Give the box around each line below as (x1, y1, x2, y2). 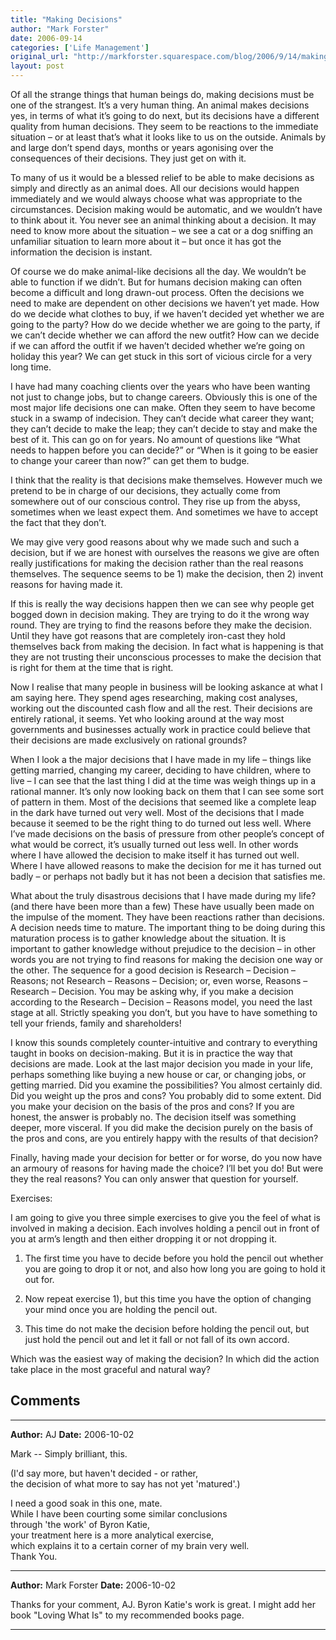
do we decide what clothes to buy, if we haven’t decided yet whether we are (10, 308, 325, 320)
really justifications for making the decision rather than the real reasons (10, 557, 304, 569)
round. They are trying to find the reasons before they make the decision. (10, 619, 313, 631)
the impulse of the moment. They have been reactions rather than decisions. (10, 911, 325, 923)
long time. (10, 361, 52, 373)
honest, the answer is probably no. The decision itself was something (10, 1111, 297, 1123)
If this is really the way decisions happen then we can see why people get (10, 598, 315, 610)
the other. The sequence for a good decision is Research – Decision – (10, 964, 297, 976)
